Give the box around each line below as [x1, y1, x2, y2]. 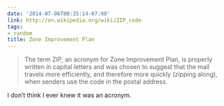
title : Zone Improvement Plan [7, 36, 95, 43]
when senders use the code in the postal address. [24, 77, 168, 86]
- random [7, 29, 33, 37]
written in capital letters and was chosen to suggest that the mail [24, 63, 210, 71]
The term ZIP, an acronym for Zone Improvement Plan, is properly [24, 55, 213, 63]
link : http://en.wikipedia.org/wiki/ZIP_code [7, 17, 141, 24]
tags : [7, 23, 23, 30]
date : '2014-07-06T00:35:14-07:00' [7, 10, 111, 17]
